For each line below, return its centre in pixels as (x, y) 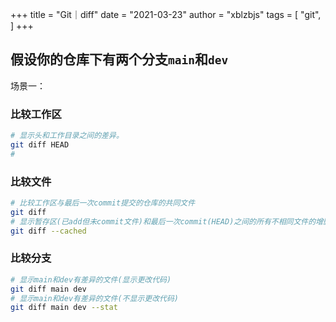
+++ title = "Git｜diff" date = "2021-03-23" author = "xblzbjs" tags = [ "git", (166, 14)
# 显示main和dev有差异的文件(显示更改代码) (91, 279)
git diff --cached (48, 231)
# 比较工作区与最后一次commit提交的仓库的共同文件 (103, 203)
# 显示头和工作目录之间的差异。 (67, 136)
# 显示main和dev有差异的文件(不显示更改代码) (94, 298)
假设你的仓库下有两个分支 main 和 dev (119, 59)
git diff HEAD (40, 144)
